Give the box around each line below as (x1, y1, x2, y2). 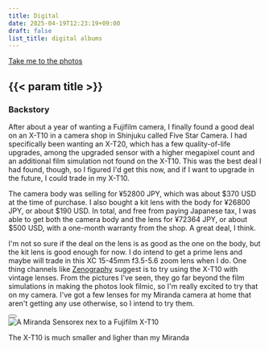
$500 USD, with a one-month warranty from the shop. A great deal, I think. (8, 223, 256, 233)
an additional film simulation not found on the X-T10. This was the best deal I (8, 156, 262, 166)
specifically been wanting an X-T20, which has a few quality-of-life (8, 138, 231, 149)
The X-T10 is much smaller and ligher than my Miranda (8, 332, 189, 342)
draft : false (8, 27, 52, 35)
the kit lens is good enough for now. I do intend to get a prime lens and (8, 247, 243, 257)
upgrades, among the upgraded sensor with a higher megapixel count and (8, 147, 255, 157)
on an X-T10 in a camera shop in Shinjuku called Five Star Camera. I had (8, 130, 247, 140)
